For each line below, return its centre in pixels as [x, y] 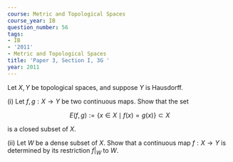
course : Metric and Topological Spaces [67, 14]
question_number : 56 [38, 27]
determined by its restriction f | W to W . [63, 151]
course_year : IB [31, 21]
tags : [15, 34]
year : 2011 [24, 67]
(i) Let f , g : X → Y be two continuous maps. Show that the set [98, 101]
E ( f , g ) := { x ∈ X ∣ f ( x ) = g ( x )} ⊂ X [120, 115]
